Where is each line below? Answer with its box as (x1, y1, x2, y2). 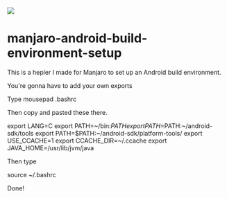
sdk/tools (7, 129, 34, 137)
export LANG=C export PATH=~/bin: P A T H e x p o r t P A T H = (7, 121, 165, 130)
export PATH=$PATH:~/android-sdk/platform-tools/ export (35, 129, 203, 137)
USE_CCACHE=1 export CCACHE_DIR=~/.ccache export (7, 136, 167, 145)
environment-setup (7, 45, 122, 61)
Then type (7, 157, 37, 165)
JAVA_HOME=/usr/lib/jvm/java (7, 143, 94, 152)
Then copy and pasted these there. (7, 108, 108, 116)
